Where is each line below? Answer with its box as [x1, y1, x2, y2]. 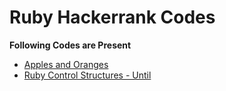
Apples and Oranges [23, 58, 109, 70]
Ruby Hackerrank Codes [9, 6, 216, 29]
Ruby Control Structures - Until [23, 69, 152, 81]
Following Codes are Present [9, 39, 132, 51]
